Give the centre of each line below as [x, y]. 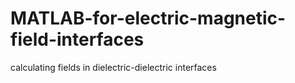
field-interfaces [77, 39]
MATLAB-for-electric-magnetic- [148, 18]
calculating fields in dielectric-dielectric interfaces [113, 67]
